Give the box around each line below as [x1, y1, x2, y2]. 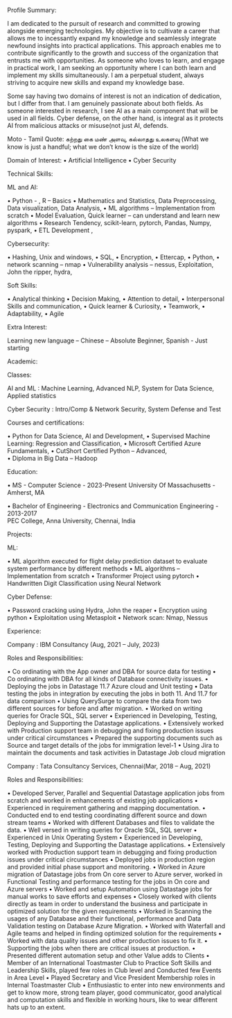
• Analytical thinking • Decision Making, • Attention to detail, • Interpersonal [7, 295, 225, 303]
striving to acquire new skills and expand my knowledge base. [7, 79, 185, 86]
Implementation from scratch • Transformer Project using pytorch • [7, 572, 199, 580]
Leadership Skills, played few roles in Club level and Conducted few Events [7, 966, 222, 974]
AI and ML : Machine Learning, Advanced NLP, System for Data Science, [7, 384, 215, 392]
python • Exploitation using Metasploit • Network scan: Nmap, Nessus [7, 614, 208, 621]
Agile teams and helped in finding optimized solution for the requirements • [7, 929, 222, 937]
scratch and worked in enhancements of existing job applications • [7, 796, 199, 805]
